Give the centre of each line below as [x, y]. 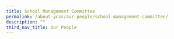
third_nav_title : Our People [41, 27]
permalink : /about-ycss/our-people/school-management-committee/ [87, 17]
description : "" [26, 22]
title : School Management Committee [51, 11]
